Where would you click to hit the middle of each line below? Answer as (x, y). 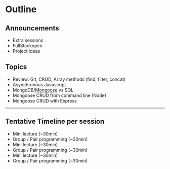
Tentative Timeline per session (55, 122)
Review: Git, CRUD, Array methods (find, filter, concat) (69, 79)
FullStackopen (27, 46)
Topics (16, 67)
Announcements (32, 28)
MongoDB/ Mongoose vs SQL (43, 90)
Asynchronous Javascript (39, 84)
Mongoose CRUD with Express (45, 100)
